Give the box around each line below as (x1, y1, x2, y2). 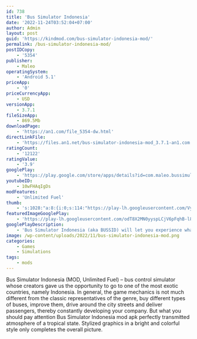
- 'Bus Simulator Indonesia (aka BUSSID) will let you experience (16, 227, 182, 233)
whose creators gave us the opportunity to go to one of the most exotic (6, 282, 179, 289)
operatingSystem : (6, 69, 49, 75)
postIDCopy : (6, 47, 35, 53)
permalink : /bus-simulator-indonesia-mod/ (6, 42, 111, 48)
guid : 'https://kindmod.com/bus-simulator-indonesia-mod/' (6, 36, 154, 42)
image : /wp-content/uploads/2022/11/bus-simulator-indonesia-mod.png (6, 233, 180, 239)
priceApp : (6, 80, 30, 86)
